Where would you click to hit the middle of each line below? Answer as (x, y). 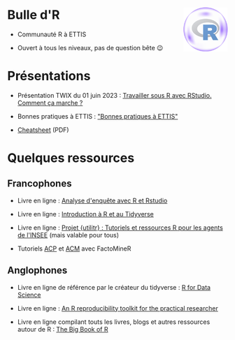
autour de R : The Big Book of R (63, 329)
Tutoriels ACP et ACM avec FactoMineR (74, 249)
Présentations (49, 76)
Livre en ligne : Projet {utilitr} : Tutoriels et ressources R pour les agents (120, 228)
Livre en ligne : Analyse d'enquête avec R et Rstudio (92, 200)
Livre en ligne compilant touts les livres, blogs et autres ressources (114, 322)
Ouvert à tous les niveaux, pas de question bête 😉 (90, 47)
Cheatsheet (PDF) (43, 130)
